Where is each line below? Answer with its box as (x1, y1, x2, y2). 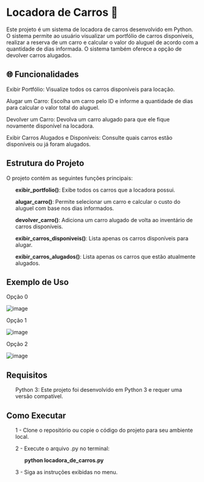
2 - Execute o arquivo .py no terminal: (15, 445, 110, 452)
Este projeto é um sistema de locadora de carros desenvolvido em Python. (6, 26, 194, 33)
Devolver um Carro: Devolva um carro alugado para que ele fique (6, 115, 170, 123)
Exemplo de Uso (6, 277, 69, 287)
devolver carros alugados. (6, 51, 72, 59)
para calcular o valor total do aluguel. (6, 104, 100, 111)
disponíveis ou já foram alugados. (6, 140, 91, 148)
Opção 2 (6, 340, 29, 348)
